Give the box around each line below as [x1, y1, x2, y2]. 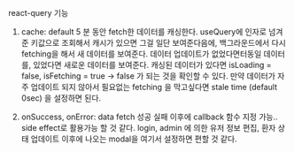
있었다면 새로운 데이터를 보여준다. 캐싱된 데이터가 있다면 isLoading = [33, 60, 272, 70]
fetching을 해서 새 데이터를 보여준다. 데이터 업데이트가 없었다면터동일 [20, 49, 262, 59]
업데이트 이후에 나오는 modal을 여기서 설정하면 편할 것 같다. [30, 133, 237, 144]
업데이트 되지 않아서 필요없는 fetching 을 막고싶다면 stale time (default [30, 82, 278, 92]
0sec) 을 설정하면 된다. [20, 93, 102, 103]
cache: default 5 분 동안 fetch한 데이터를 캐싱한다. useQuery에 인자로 [20, 27, 267, 37]
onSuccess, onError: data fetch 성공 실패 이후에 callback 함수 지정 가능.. [20, 111, 278, 122]
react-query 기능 [8, 8, 69, 18]
